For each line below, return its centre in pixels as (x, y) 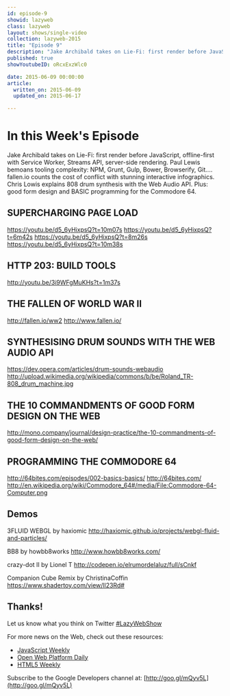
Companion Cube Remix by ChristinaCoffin (68, 578)
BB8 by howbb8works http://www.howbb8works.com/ (84, 551)
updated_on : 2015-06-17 (47, 96)
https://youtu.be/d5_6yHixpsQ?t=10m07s (65, 229)
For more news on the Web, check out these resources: (86, 636)
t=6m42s (20, 237)
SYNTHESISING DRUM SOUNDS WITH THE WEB (111, 341)
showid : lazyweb (30, 20)
